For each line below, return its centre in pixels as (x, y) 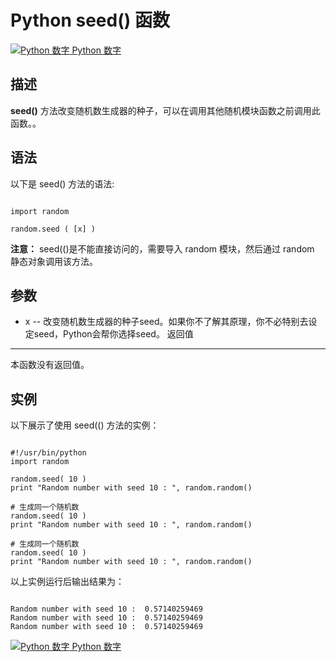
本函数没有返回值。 (50, 365)
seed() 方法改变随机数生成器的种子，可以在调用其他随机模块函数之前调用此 (165, 110)
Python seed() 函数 (90, 20)
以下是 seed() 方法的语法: (62, 183)
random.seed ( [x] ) (53, 229)
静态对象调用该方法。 (54, 261)
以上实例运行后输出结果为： (67, 582)
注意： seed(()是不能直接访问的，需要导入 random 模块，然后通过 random (162, 248)
